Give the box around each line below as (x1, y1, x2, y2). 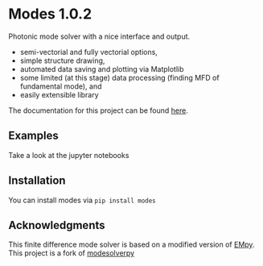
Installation (8, 174, 66, 188)
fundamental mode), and (19, 81, 102, 91)
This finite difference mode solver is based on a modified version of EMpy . (8, 239, 255, 250)
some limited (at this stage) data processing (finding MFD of (19, 73, 220, 82)
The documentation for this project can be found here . (8, 106, 189, 115)
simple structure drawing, (19, 56, 105, 65)
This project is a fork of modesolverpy (8, 248, 135, 258)
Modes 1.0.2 (8, 5, 92, 23)
